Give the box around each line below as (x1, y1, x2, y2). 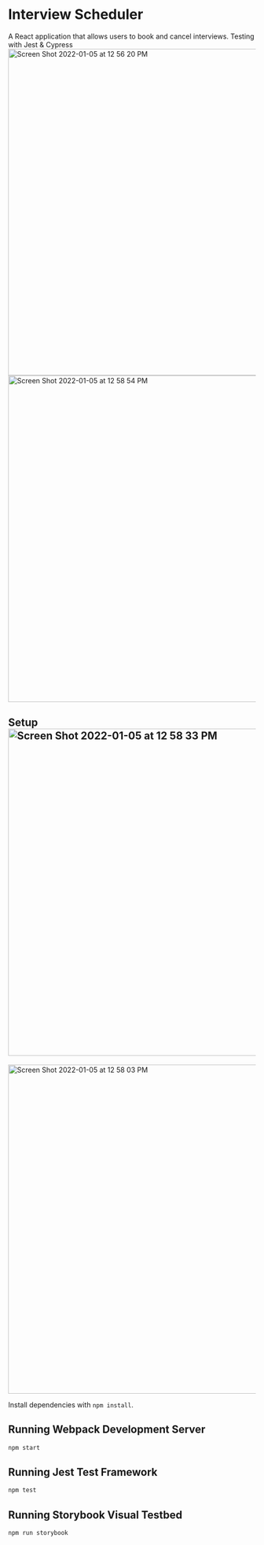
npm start (8, 1443, 41, 1451)
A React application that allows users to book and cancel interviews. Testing (8, 31, 255, 41)
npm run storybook (8, 1528, 68, 1536)
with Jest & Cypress (8, 39, 73, 49)
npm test (8, 1486, 37, 1495)
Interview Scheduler (8, 6, 144, 24)
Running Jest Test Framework (8, 1466, 158, 1479)
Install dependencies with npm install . (8, 1399, 134, 1410)
